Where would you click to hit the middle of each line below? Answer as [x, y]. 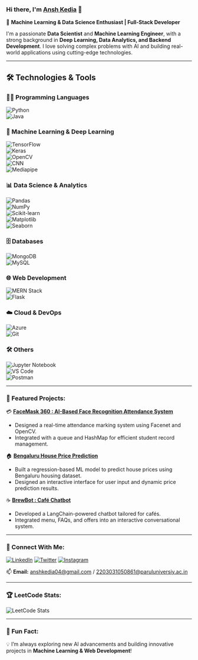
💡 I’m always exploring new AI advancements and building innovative [90, 644]
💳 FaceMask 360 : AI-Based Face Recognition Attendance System [90, 412]
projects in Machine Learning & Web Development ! [69, 651]
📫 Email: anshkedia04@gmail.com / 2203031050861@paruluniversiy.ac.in [97, 572]
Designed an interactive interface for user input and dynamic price [95, 482]
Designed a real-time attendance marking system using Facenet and [98, 425]
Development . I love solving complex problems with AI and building [88, 46]
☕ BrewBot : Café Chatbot [39, 500]
